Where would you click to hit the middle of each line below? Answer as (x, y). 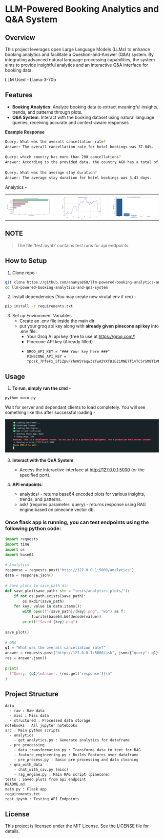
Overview (20, 38)
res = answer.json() (26, 658)
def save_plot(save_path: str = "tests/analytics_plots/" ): (68, 591)
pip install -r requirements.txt (39, 306)
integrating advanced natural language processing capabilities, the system (80, 60)
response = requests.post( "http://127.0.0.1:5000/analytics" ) (70, 570)
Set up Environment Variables (42, 316)
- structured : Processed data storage (50, 721)
